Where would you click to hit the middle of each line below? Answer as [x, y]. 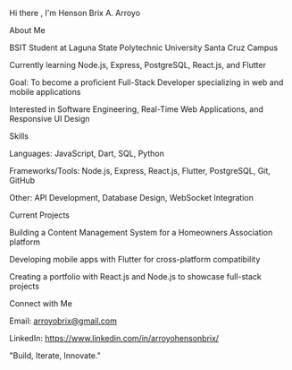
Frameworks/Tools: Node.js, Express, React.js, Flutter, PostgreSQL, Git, [140, 171]
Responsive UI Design [50, 119]
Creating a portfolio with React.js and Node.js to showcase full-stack [135, 276]
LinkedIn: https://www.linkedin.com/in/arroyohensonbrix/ [114, 338]
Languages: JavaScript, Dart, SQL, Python [87, 153]
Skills [19, 136]
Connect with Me [41, 303]
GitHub [22, 180]
